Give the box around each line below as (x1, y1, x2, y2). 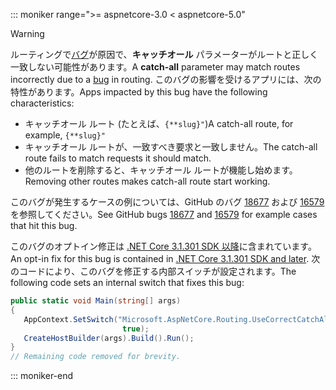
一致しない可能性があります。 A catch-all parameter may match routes (10, 61, 301, 73)
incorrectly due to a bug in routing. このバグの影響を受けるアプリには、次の (10, 74, 322, 85)
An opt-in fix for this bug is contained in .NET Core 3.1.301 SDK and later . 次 (10, 253, 321, 264)
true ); (121, 324, 150, 334)
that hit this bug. (10, 220, 78, 231)
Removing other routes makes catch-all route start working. (24, 175, 271, 187)
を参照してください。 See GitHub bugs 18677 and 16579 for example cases (10, 209, 318, 220)
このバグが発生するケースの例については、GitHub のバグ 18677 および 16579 (10, 196, 325, 208)
